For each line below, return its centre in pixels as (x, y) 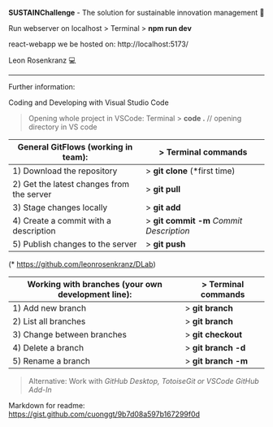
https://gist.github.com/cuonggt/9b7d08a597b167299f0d (104, 414)
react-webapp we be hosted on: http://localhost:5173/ (99, 44)
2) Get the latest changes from (71, 184)
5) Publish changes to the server (75, 244)
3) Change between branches (70, 335)
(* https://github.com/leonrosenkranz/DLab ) (82, 264)
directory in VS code (63, 127)
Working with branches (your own (95, 284)
